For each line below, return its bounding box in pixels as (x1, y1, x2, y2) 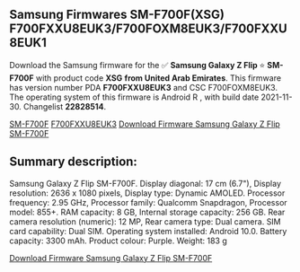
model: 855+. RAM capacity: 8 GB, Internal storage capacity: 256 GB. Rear (9, 206, 286, 217)
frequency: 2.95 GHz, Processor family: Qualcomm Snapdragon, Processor (9, 197, 287, 207)
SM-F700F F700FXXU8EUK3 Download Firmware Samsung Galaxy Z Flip (9, 118, 280, 129)
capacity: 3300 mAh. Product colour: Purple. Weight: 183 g (9, 235, 227, 246)
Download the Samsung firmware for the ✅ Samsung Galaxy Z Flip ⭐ (9, 59, 266, 70)
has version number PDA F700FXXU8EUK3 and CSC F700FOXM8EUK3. (9, 82, 278, 92)
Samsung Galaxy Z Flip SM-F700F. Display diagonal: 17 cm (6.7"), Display (9, 178, 281, 189)
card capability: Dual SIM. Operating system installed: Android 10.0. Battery (9, 225, 287, 236)
